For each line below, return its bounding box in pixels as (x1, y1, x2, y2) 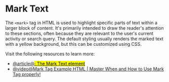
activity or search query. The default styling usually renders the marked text (5, 36, 163, 42)
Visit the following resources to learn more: (5, 51, 95, 57)
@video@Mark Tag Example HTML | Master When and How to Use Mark (12, 66, 164, 72)
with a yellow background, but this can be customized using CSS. (5, 41, 142, 47)
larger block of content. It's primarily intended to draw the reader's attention (5, 25, 164, 31)
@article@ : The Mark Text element (12, 60, 85, 66)
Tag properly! (12, 71, 41, 77)
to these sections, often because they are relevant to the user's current (5, 30, 153, 36)
